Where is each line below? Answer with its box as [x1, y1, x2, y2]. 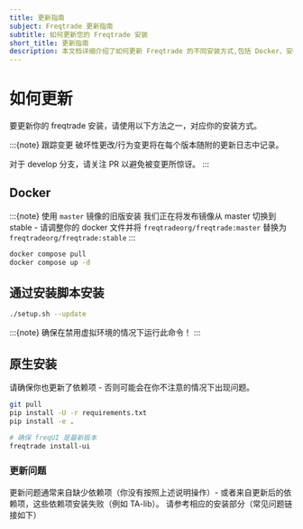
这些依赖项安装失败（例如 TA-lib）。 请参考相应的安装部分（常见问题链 [32, 498, 293, 509]
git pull [9, 400, 42, 410]
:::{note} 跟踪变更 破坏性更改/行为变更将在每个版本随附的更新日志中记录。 [9, 139, 284, 150]
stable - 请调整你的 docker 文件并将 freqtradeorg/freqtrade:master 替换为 [9, 222, 287, 232]
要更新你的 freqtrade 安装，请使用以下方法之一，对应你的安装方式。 [9, 120, 262, 131]
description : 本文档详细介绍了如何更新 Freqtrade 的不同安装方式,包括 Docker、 [9, 47, 287, 56]
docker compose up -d [9, 258, 91, 267]
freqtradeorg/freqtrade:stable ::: [9, 231, 136, 242]
